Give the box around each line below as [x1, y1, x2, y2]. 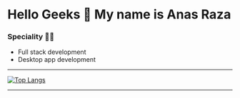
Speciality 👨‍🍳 [7, 32, 55, 42]
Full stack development [17, 48, 86, 56]
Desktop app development [17, 55, 96, 64]
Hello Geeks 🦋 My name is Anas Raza [7, 6, 231, 23]
